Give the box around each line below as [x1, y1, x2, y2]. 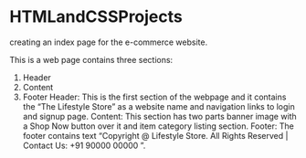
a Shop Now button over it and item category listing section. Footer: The [22, 121, 294, 132]
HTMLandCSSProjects [9, 6, 183, 27]
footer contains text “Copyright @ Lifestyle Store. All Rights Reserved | [22, 130, 289, 141]
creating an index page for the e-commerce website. [9, 37, 208, 47]
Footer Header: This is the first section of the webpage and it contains [22, 91, 287, 102]
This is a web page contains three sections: [9, 54, 174, 65]
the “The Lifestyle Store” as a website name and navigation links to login [22, 100, 295, 111]
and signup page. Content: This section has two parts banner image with [22, 111, 297, 121]
